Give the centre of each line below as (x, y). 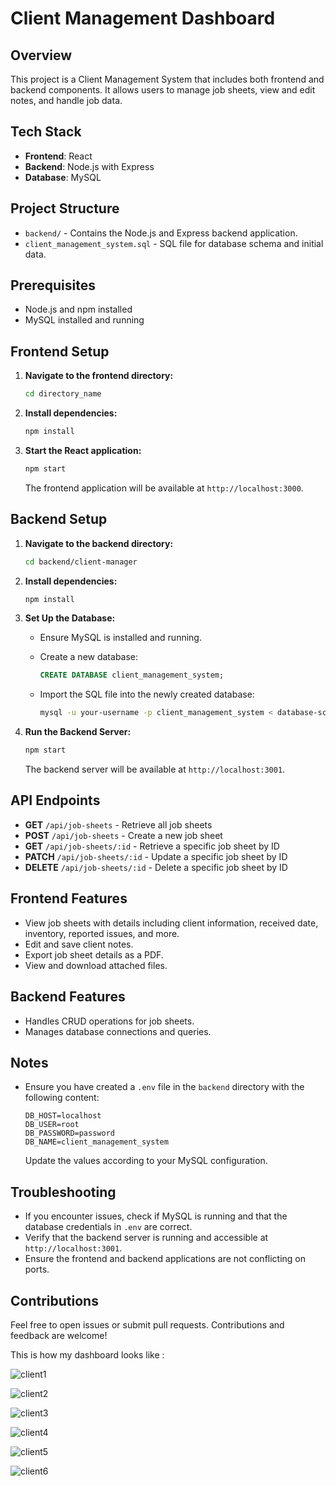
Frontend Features (69, 898)
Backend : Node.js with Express (89, 166)
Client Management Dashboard (143, 18)
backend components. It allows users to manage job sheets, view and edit (163, 90)
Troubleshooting (63, 1192)
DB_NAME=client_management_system (96, 1142)
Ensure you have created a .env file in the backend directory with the (164, 1087)
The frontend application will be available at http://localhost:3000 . (164, 488)
